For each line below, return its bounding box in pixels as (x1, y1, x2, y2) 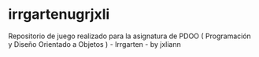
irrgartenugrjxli (8, 5, 110, 23)
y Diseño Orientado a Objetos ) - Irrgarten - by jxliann (8, 39, 181, 48)
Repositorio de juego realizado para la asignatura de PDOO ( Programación (8, 31, 252, 41)
